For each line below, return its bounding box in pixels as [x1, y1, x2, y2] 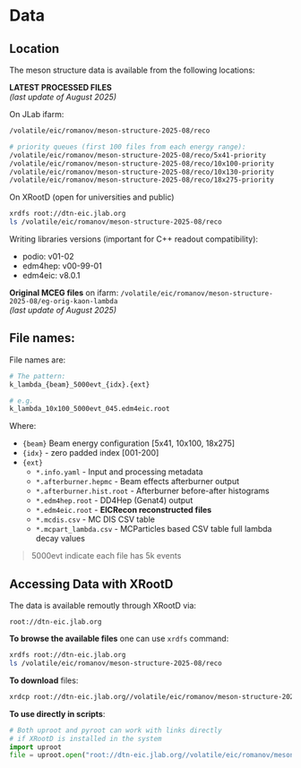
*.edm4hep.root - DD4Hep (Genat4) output [35, 495, 193, 506]
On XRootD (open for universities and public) [9, 192, 175, 202]
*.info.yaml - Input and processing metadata [35, 466, 203, 477]
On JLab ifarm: [9, 109, 64, 119]
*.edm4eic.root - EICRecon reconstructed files [35, 505, 212, 516]
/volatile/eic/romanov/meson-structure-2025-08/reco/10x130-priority [9, 167, 275, 176]
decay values [35, 533, 85, 544]
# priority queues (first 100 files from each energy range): [9, 142, 246, 151]
